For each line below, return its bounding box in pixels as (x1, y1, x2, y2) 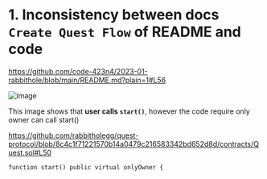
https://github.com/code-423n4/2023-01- (8, 66, 149, 76)
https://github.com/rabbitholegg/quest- (8, 131, 139, 140)
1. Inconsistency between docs (8, 6, 220, 24)
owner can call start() (8, 114, 80, 124)
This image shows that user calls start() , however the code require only (8, 106, 251, 116)
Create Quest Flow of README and (8, 23, 241, 41)
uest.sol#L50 (8, 148, 52, 157)
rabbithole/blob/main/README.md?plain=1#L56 (8, 75, 166, 85)
